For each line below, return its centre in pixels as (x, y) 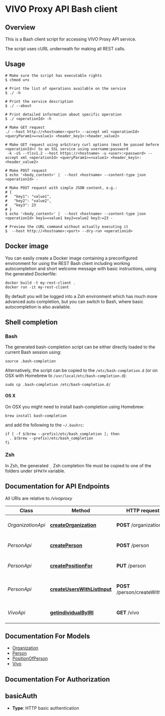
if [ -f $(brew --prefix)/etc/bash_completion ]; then (62, 434)
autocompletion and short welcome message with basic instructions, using (81, 268)
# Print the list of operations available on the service (66, 88)
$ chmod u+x (17, 80)
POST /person (133, 545)
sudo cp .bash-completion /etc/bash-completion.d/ (58, 385)
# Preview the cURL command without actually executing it (67, 226)
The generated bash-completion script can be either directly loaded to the (80, 347)
